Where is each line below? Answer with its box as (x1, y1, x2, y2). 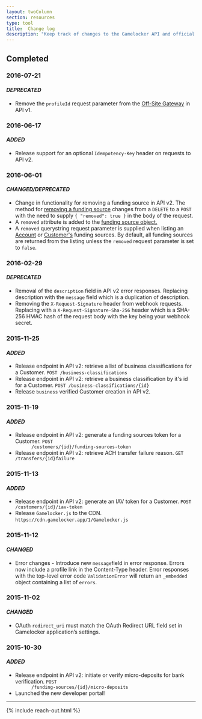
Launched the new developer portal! (14, 690, 105, 697)
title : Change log (6, 25, 55, 32)
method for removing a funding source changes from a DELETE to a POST (14, 205, 192, 212)
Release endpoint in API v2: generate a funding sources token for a (14, 431, 182, 439)
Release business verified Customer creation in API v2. (14, 388, 151, 395)
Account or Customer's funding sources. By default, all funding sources (14, 231, 194, 238)
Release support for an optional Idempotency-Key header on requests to (14, 149, 191, 156)
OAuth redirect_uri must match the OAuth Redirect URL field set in (14, 622, 183, 629)
